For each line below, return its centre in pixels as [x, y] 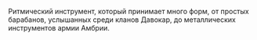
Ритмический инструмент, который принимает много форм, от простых [128, 11]
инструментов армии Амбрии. [59, 28]
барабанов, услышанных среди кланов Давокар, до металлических [122, 20]
